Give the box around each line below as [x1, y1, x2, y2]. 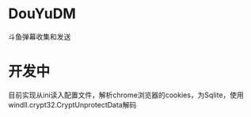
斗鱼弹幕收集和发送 [8, 32, 71, 41]
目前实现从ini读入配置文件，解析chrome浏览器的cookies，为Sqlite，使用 [8, 90, 244, 100]
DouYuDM [8, 5, 77, 23]
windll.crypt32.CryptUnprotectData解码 [8, 100, 137, 109]
